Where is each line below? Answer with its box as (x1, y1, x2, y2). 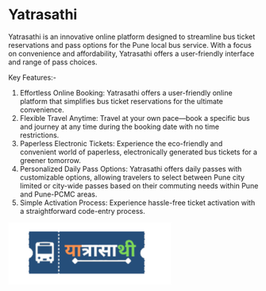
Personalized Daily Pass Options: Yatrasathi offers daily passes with (19, 164, 242, 173)
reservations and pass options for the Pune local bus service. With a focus (8, 40, 252, 49)
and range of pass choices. (8, 57, 98, 67)
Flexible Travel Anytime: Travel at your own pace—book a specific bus (19, 113, 250, 122)
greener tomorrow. (19, 155, 82, 165)
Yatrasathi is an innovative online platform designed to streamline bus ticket (8, 32, 256, 41)
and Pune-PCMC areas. (19, 189, 98, 199)
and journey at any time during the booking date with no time (19, 122, 220, 131)
